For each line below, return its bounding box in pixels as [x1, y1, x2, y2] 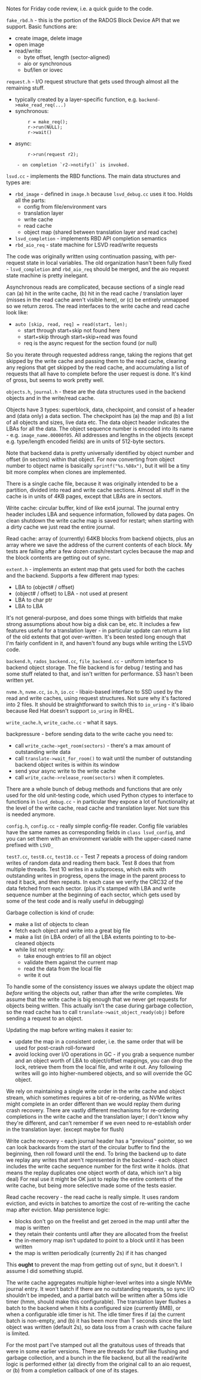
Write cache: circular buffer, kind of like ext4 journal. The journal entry [6, 505, 179, 511]
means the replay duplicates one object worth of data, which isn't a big [6, 1169, 181, 1176]
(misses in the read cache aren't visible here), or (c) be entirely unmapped [6, 296, 189, 303]
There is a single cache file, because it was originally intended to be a [6, 480, 178, 487]
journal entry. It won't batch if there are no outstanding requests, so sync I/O [6, 1286, 195, 1292]
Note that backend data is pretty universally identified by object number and [6, 450, 194, 456]
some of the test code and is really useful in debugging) [6, 897, 144, 905]
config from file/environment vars [23, 203, 107, 210]
